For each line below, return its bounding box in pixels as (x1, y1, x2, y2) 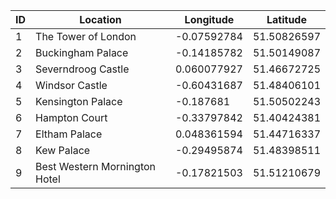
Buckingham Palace (35, 46, 129, 59)
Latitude (266, 13, 307, 26)
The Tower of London (35, 30, 137, 43)
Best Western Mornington (35, 160, 157, 173)
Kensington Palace (35, 95, 123, 108)
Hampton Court (35, 111, 108, 124)
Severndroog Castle (35, 62, 130, 76)
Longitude (184, 13, 235, 26)
